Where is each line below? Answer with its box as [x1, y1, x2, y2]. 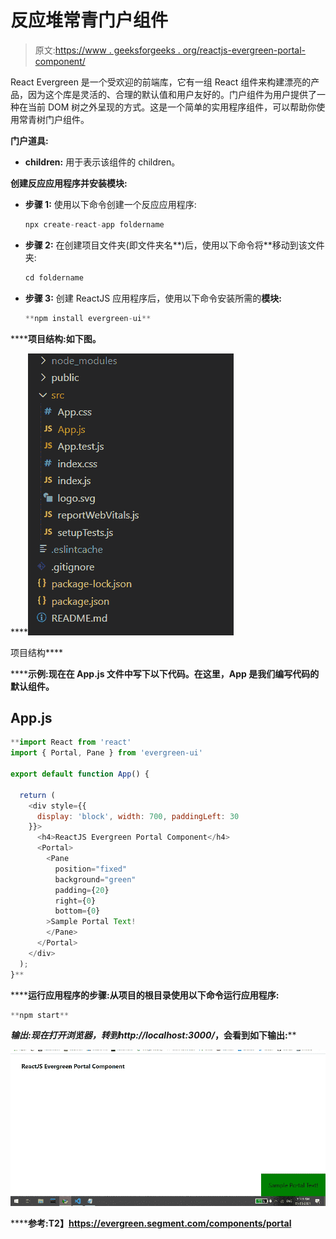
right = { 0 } [54, 896, 97, 906]
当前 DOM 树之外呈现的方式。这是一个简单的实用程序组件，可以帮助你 [27, 101, 317, 113]
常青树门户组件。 [18, 113, 90, 125]
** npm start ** [10, 1010, 70, 1020]
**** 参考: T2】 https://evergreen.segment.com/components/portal [10, 1217, 292, 1229]
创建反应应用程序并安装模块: [10, 177, 128, 189]
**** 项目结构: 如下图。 [10, 332, 102, 345]
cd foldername [24, 272, 84, 283]
